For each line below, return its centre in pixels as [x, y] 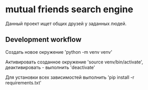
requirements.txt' [24, 82]
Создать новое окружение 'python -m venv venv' [59, 52]
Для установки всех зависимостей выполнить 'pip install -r [70, 77]
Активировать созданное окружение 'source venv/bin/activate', [74, 62]
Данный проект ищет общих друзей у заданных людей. [66, 24]
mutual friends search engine [69, 9]
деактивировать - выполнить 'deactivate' [50, 67]
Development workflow [44, 40]
